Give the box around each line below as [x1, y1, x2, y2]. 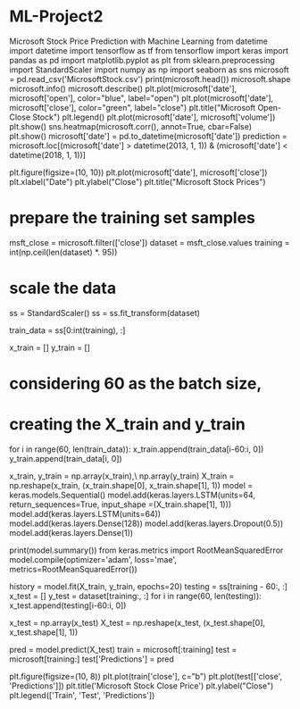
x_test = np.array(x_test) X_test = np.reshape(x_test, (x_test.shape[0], [9, 617, 266, 628]
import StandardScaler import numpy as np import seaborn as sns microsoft [9, 64, 289, 75]
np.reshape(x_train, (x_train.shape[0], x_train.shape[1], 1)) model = [9, 480, 254, 490]
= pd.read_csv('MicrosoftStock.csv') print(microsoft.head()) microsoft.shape [9, 73, 291, 84]
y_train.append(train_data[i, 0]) [9, 453, 122, 463]
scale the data [9, 279, 117, 298]
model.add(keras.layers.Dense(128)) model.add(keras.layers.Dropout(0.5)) [9, 518, 284, 529]
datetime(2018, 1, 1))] [9, 149, 87, 160]
